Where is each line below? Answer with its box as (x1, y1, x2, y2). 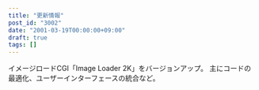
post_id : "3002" (8, 19, 62, 27)
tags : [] (8, 41, 37, 49)
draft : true (8, 33, 48, 42)
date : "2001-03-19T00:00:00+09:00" (8, 26, 126, 34)
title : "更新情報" (8, 11, 65, 20)
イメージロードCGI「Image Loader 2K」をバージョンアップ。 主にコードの (8, 64, 252, 73)
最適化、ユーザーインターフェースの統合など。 (8, 73, 160, 83)
